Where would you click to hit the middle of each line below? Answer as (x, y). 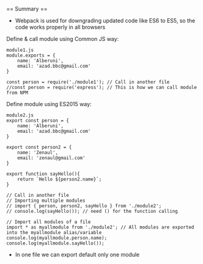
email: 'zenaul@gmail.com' (51, 158)
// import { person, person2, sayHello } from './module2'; (84, 206)
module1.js (20, 50)
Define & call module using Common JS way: (63, 39)
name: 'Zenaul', (38, 152)
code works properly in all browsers (60, 27)
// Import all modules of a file (49, 222)
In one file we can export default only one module (77, 255)
